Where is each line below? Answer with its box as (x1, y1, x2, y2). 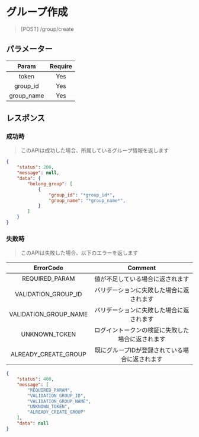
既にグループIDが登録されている (94, 346, 184, 354)
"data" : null (17, 420, 49, 426)
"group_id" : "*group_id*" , (48, 192, 115, 198)
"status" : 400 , (17, 376, 54, 382)
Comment (127, 264, 156, 272)
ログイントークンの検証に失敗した (94, 326, 190, 334)
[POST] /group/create (20, 25, 74, 33)
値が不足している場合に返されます (94, 275, 190, 283)
